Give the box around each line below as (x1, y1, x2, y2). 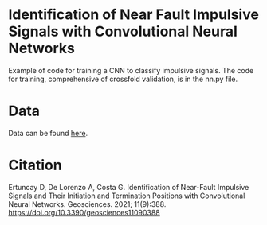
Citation (8, 157, 62, 174)
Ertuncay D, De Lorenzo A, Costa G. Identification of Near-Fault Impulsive (8, 182, 249, 192)
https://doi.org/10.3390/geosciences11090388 (8, 208, 161, 217)
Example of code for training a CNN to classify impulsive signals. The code (8, 65, 254, 75)
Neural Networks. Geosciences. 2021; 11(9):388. (8, 199, 167, 208)
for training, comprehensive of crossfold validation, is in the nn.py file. (8, 74, 238, 83)
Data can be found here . (8, 128, 88, 138)
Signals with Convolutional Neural (8, 22, 238, 41)
